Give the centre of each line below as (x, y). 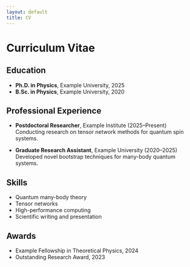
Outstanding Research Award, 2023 (60, 257)
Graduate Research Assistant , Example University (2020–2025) (96, 150)
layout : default (27, 12)
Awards (21, 236)
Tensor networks (36, 204)
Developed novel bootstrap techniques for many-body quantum (95, 157)
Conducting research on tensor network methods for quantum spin (100, 132)
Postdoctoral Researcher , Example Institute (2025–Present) (91, 125)
